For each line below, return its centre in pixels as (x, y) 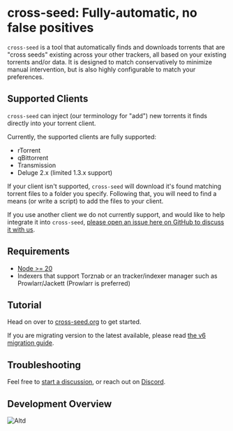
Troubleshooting (44, 365)
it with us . (21, 229)
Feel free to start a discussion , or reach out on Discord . (87, 382)
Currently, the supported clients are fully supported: (82, 136)
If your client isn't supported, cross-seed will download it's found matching (114, 186)
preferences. (25, 77)
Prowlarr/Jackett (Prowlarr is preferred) (74, 283)
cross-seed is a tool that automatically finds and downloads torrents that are (116, 47)
